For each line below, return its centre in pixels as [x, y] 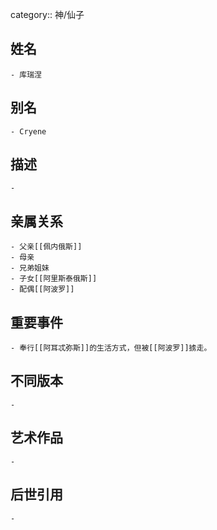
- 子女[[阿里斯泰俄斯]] [54, 279]
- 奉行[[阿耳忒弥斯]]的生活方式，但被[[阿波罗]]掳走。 [111, 348]
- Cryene [28, 131]
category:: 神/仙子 [47, 14]
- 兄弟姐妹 [30, 268]
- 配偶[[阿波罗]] [42, 289]
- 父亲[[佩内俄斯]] [46, 247]
